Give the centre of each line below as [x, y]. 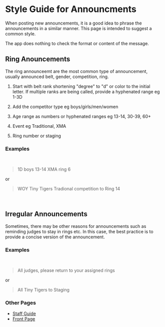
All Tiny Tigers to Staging [43, 290]
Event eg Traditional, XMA [39, 126]
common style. [20, 34]
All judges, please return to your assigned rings [66, 270]
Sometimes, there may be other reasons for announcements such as [76, 226]
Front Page [24, 319]
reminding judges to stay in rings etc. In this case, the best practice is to [79, 231]
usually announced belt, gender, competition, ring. [57, 77]
